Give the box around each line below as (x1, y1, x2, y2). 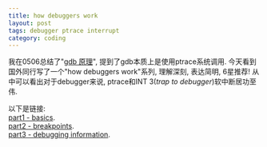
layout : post (8, 19, 52, 27)
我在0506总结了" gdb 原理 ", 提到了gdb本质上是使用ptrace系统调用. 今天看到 (8, 57, 257, 66)
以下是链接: (8, 104, 46, 113)
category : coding (8, 34, 66, 42)
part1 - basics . (8, 113, 56, 122)
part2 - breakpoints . (8, 121, 74, 131)
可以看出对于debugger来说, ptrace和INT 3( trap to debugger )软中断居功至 (14, 77, 257, 86)
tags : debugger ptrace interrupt (8, 26, 120, 34)
